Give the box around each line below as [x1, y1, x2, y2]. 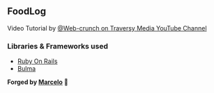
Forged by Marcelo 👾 [7, 78, 68, 86]
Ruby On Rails [17, 57, 58, 65]
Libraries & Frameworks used [7, 41, 108, 51]
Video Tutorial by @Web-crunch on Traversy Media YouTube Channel [7, 24, 207, 32]
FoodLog [7, 6, 47, 17]
